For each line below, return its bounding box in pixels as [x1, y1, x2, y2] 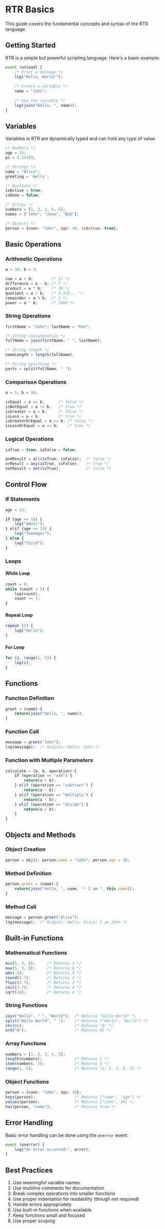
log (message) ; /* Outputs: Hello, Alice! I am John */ [5, 919, 127, 924]
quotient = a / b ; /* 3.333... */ [5, 291, 84, 296]
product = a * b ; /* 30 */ [5, 286, 70, 291]
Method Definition [5, 869, 52, 877]
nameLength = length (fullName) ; [5, 352, 75, 358]
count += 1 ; [14, 596, 40, 601]
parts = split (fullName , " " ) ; [5, 366, 72, 371]
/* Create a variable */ [14, 84, 68, 89]
